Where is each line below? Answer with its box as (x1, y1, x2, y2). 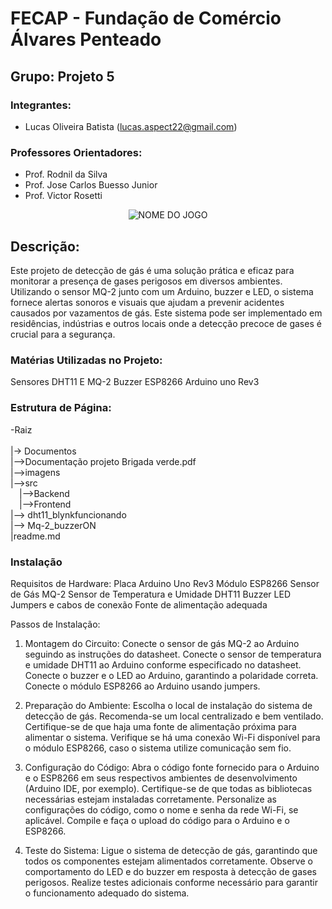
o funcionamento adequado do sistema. (24, 887, 190, 899)
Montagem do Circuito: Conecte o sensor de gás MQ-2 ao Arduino (24, 637, 300, 649)
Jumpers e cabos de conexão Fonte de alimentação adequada (10, 598, 268, 611)
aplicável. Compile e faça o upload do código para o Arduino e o (24, 814, 290, 826)
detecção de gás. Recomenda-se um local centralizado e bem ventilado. (24, 710, 324, 722)
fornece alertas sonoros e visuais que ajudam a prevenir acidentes (10, 296, 285, 308)
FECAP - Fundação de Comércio (10, 7, 282, 30)
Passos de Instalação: (10, 618, 101, 630)
